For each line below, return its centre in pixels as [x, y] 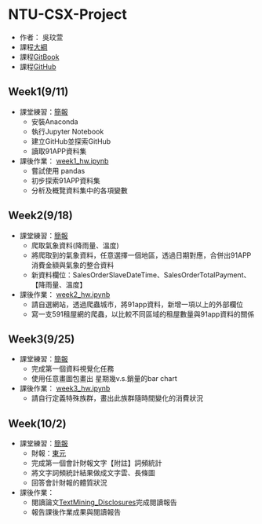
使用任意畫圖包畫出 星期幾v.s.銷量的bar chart [104, 379]
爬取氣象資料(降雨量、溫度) [75, 245]
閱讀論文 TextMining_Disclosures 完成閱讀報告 [104, 502]
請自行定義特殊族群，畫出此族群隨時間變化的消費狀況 [117, 398]
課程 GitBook [39, 57]
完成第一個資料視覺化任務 [73, 369]
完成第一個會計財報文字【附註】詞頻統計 [96, 463]
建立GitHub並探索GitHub [71, 141]
